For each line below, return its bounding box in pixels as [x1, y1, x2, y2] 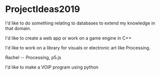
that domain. [5, 25, 32, 31]
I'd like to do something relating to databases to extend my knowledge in [5, 20, 155, 26]
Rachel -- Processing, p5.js [5, 54, 62, 60]
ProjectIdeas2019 [5, 3, 80, 15]
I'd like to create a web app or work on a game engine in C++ [5, 35, 132, 41]
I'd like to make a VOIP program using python [5, 64, 99, 70]
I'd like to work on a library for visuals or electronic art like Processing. [5, 44, 150, 50]
